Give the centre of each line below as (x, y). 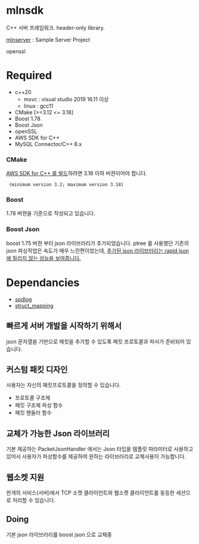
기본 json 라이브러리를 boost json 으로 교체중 (59, 534)
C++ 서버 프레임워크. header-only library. (56, 28)
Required (29, 76)
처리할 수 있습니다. (34, 500)
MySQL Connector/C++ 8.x (48, 144)
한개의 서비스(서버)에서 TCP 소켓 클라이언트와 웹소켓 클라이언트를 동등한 (90, 493)
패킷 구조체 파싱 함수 (39, 405)
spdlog (23, 299)
